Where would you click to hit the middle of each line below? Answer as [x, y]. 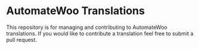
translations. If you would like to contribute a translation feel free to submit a [100, 33]
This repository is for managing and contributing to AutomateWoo [87, 27]
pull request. [22, 40]
